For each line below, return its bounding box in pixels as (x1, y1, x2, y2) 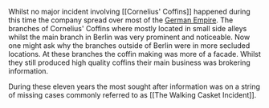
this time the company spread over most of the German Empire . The (8, 15, 234, 25)
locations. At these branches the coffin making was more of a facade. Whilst (8, 50, 261, 58)
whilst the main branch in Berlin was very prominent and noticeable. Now (8, 32, 251, 42)
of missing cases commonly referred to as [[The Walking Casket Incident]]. (8, 90, 257, 99)
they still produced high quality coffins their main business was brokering (8, 58, 251, 67)
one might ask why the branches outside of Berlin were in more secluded (8, 41, 251, 50)
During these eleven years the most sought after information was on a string (8, 82, 261, 91)
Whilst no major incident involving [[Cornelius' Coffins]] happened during (8, 7, 251, 16)
